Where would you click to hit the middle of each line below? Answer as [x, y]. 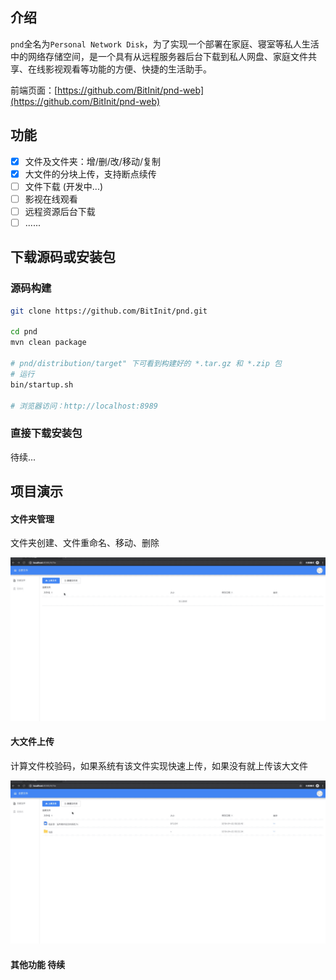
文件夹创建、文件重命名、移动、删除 [85, 543]
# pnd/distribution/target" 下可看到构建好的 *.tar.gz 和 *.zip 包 [146, 364]
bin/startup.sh [42, 384]
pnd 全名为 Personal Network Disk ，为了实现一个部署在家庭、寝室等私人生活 [165, 44]
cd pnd [24, 332]
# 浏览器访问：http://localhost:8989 [84, 406]
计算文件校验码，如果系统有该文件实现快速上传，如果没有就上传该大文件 [159, 765]
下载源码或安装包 [63, 257]
